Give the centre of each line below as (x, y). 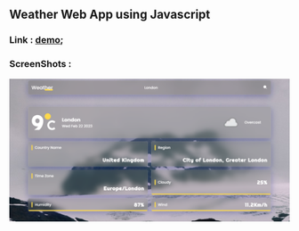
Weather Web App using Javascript (110, 15)
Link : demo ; (36, 40)
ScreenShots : (40, 64)
